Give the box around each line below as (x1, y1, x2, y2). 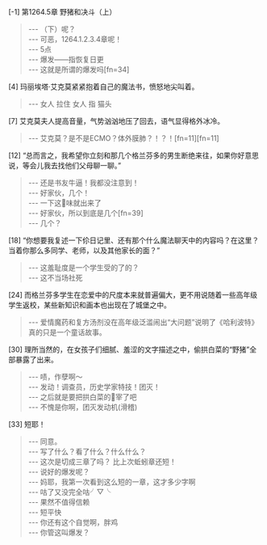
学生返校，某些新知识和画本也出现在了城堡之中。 (8, 300, 171, 310)
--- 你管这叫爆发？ (27, 528, 90, 537)
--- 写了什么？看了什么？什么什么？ (27, 447, 147, 456)
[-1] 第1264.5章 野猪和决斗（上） (8, 7, 117, 16)
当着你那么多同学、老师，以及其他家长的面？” (8, 246, 161, 255)
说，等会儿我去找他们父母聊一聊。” (8, 161, 122, 170)
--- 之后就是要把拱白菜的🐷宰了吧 (27, 392, 137, 402)
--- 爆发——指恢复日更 (27, 55, 105, 64)
